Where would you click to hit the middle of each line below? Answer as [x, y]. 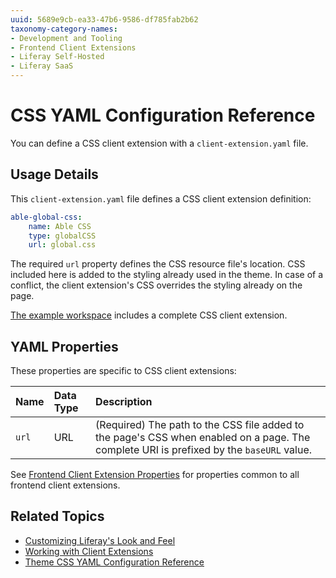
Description [124, 402]
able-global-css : [46, 217]
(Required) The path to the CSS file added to [200, 425]
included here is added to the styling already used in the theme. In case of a [167, 275]
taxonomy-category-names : [64, 29]
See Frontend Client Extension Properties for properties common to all [155, 475]
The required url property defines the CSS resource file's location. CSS [158, 264]
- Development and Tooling [66, 38]
